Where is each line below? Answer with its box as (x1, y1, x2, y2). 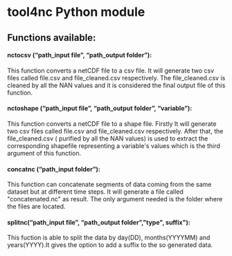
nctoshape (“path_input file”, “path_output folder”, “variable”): (7, 104, 193, 113)
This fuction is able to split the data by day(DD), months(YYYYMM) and (7, 233, 211, 242)
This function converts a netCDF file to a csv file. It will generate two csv (7, 66, 215, 75)
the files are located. (7, 202, 66, 211)
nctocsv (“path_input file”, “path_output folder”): (7, 51, 152, 60)
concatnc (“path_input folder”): (7, 165, 100, 173)
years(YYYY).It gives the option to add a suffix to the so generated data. (7, 241, 213, 249)
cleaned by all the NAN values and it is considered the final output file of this (7, 81, 226, 89)
